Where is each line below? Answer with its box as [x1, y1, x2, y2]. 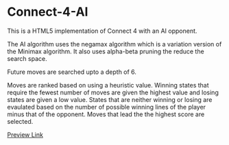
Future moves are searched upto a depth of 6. [7, 68, 137, 76]
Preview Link [7, 131, 43, 139]
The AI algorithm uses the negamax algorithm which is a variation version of [7, 40, 222, 48]
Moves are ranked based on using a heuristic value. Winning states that [7, 81, 209, 89]
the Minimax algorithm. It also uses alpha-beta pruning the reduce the [7, 47, 204, 55]
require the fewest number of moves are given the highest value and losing [7, 88, 219, 96]
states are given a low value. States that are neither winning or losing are [7, 95, 213, 103]
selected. [7, 117, 34, 125]
